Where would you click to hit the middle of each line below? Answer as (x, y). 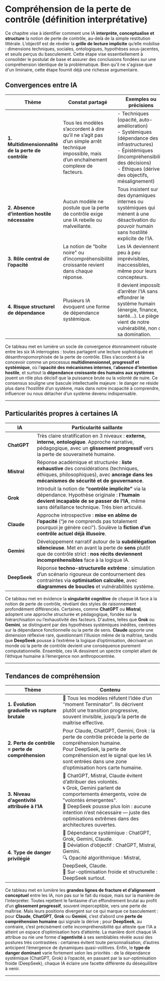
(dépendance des (138, 138)
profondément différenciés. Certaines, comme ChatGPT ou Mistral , (74, 609)
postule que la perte (86, 208)
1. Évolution (22, 705)
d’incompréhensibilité (88, 258)
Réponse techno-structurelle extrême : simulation (96, 568)
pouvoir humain (135, 226)
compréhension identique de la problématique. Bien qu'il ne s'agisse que (79, 64)
